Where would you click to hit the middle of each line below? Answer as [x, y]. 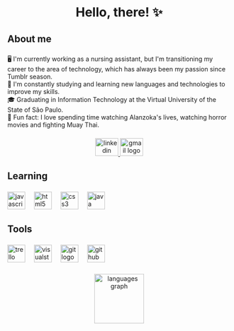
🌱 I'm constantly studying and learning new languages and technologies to [116, 84]
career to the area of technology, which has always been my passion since [116, 69]
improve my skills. [34, 91]
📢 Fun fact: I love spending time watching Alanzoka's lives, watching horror [117, 117]
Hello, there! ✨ [119, 12]
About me [29, 39]
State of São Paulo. [35, 110]
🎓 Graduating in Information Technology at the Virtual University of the [112, 99]
